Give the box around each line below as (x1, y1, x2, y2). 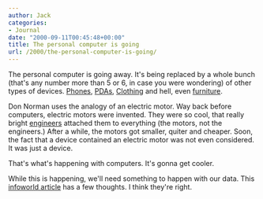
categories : (8, 19, 47, 27)
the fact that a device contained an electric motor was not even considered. (8, 135, 255, 144)
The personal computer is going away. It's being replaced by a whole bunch (8, 70, 255, 79)
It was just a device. (8, 143, 73, 153)
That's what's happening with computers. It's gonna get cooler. (8, 159, 215, 168)
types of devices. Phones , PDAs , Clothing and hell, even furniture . (8, 87, 224, 95)
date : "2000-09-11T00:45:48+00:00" (8, 33, 126, 42)
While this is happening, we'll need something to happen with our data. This (8, 174, 255, 183)
